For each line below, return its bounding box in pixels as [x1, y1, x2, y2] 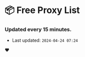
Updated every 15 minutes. [5, 26, 72, 33]
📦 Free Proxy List [5, 5, 80, 16]
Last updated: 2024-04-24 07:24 [12, 37, 78, 43]
